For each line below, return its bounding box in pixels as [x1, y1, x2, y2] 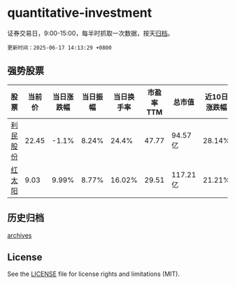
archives [7, 231, 32, 239]
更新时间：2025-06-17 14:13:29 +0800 [7, 44, 112, 51]
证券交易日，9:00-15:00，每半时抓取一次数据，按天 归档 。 [7, 29, 174, 37]
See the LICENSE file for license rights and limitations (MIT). [7, 270, 180, 278]
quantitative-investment [7, 5, 152, 21]
